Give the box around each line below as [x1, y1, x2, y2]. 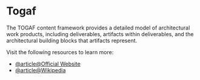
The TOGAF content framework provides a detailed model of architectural [6, 24, 190, 31]
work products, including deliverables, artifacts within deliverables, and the [6, 30, 194, 37]
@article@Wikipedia [15, 66, 66, 73]
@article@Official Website [15, 60, 81, 67]
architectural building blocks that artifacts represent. [6, 37, 138, 44]
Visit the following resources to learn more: [6, 48, 114, 55]
